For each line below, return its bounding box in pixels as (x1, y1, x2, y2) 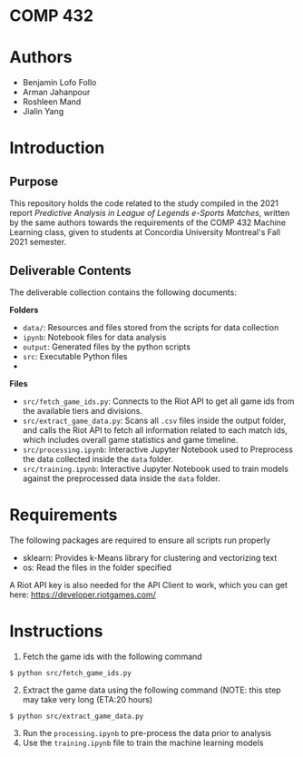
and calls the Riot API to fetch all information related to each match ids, (22, 424, 288, 436)
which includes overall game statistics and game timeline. (22, 434, 239, 445)
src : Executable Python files (22, 350, 128, 361)
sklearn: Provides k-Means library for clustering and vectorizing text (22, 552, 278, 563)
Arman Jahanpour (22, 87, 91, 98)
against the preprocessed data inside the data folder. (22, 473, 220, 484)
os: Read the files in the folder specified (22, 562, 172, 573)
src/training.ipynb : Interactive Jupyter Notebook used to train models (22, 463, 288, 474)
